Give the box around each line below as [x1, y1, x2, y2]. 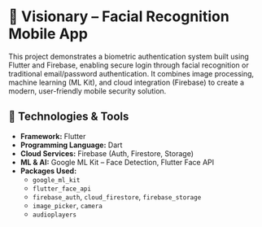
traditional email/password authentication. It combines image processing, [8, 68, 255, 78]
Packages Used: [20, 166, 77, 176]
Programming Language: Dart [20, 140, 123, 150]
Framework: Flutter [20, 131, 86, 141]
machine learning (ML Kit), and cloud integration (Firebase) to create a [8, 77, 245, 87]
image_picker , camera [32, 200, 103, 210]
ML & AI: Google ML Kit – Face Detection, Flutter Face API [20, 157, 215, 167]
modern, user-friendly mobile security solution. [8, 85, 167, 96]
